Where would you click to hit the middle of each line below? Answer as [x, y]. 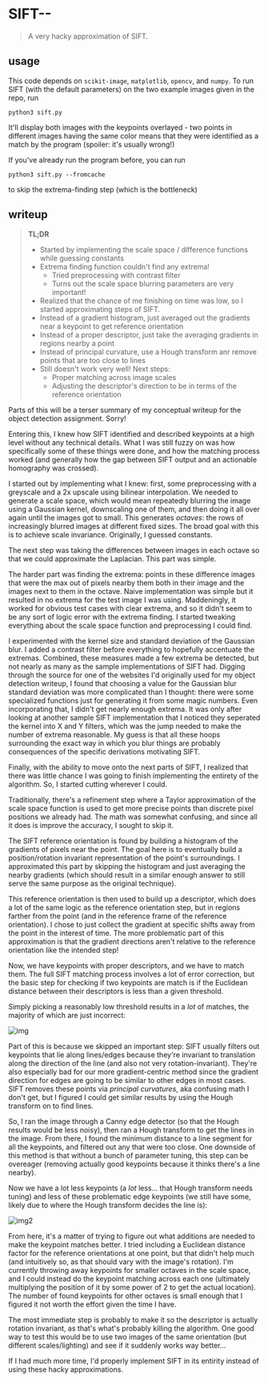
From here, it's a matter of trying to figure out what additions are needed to [132, 1236]
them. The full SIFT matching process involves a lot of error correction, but [131, 974]
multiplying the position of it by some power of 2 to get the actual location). [132, 1287]
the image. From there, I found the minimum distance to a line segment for [130, 1138]
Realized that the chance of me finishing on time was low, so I [142, 301]
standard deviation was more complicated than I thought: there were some [131, 692]
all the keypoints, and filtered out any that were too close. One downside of [132, 1146]
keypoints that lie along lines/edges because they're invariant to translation [132, 1054]
